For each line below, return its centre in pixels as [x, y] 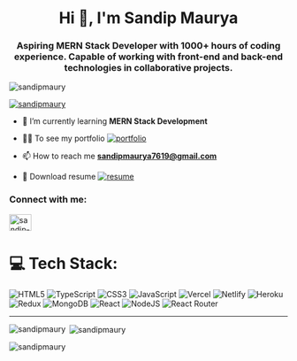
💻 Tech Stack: [64, 263]
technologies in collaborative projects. [148, 68]
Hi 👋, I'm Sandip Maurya [148, 18]
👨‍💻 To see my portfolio [63, 138]
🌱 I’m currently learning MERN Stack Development [114, 121]
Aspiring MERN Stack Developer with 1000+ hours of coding [148, 46]
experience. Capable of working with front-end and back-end [148, 57]
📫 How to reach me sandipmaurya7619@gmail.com [119, 156]
